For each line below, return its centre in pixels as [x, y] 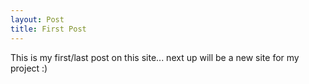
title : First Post [48, 29]
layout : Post [37, 19]
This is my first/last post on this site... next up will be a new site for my [155, 57]
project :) [29, 68]
